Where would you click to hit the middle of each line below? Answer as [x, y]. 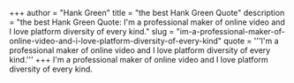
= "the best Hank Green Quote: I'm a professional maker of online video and [147, 22]
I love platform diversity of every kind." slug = [92, 31]
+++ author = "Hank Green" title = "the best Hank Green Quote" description [147, 13]
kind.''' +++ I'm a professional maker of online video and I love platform [139, 60]
